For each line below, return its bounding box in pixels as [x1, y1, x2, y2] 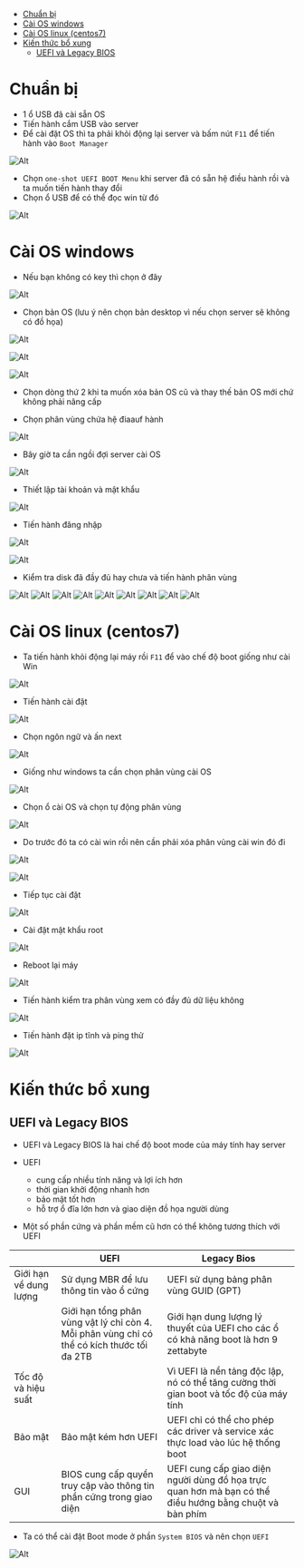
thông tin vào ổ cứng [61, 1284, 149, 1297]
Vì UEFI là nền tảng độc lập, [166, 1365, 284, 1378]
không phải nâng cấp [22, 395, 102, 407]
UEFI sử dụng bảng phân [166, 1272, 273, 1285]
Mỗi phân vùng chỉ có [61, 1327, 154, 1339]
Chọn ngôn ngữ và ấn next [22, 731, 122, 742]
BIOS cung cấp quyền [61, 1467, 154, 1480]
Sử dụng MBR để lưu [61, 1272, 148, 1285]
